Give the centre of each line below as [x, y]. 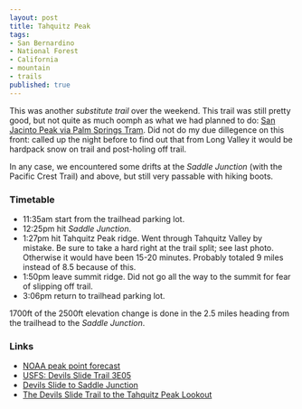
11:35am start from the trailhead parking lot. [104, 218]
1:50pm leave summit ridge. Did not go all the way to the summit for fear [156, 276]
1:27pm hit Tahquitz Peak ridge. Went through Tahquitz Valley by [142, 238]
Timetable [33, 200]
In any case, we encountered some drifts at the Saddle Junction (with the [146, 166]
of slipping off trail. [57, 286]
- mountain [30, 69]
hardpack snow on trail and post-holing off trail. [98, 149]
